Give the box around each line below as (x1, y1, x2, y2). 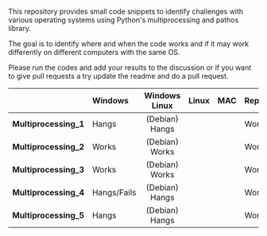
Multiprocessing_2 (12, 141, 85, 152)
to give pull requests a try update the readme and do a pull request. (8, 72, 229, 80)
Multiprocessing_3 (12, 164, 85, 175)
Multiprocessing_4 (12, 187, 85, 198)
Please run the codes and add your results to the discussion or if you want (8, 63, 252, 72)
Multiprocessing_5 (12, 210, 85, 221)
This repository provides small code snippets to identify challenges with (8, 7, 244, 16)
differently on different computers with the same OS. (8, 48, 180, 56)
